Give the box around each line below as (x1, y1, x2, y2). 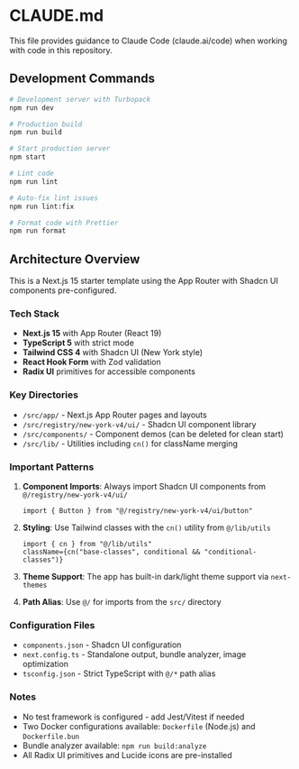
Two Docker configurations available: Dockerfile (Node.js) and (22, 720, 256, 731)
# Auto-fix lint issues (9, 193, 99, 203)
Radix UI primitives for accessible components (22, 366, 196, 377)
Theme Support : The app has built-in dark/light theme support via (22, 571, 269, 581)
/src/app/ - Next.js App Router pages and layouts (22, 409, 207, 420)
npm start (9, 152, 47, 162)
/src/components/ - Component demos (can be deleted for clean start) (22, 428, 284, 439)
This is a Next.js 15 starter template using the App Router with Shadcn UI (9, 276, 279, 287)
